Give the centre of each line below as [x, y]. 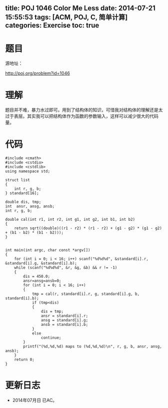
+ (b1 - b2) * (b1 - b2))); [34, 233]
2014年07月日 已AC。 [35, 400]
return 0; [24, 360]
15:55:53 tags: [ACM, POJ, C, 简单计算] [66, 17]
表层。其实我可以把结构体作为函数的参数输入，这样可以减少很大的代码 [86, 116]
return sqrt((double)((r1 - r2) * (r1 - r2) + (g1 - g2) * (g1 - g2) [88, 228]
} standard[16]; [22, 193]
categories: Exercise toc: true [52, 25]
